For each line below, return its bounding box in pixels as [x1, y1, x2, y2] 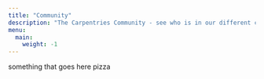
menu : [8, 26, 26, 34]
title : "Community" [8, 11, 72, 20]
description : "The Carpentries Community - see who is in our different [8, 19, 251, 27]
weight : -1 [22, 41, 58, 48]
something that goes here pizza [8, 62, 111, 71]
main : [15, 33, 34, 41]
